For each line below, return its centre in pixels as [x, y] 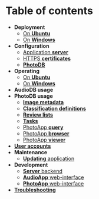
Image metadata [43, 102]
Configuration [32, 46]
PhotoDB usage [34, 96]
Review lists [38, 115]
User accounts [32, 146]
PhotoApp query [43, 127]
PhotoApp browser [46, 133]
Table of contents [49, 11]
